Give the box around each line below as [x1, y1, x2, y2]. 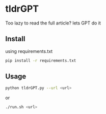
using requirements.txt [5, 48, 53, 54]
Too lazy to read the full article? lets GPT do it [5, 20, 101, 26]
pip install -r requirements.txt [5, 58, 76, 63]
